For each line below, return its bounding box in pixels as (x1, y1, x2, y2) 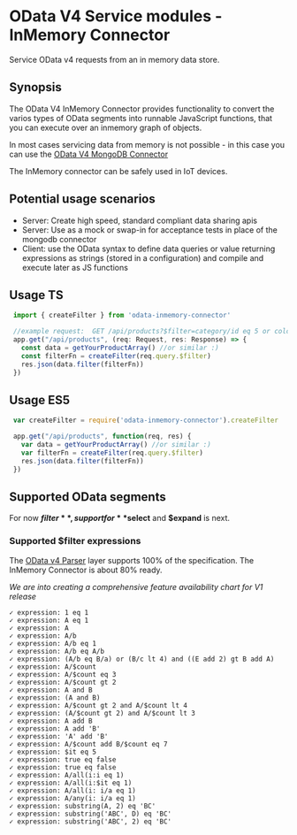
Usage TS (9, 287, 64, 303)
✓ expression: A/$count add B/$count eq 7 (9, 739, 168, 748)
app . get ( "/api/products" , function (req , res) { (12, 432, 192, 441)
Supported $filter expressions (9, 535, 141, 548)
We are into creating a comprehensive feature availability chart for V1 (9, 581, 263, 592)
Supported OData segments (9, 489, 166, 504)
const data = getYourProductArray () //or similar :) (20, 343, 219, 352)
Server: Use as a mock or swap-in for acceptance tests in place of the (21, 224, 278, 235)
